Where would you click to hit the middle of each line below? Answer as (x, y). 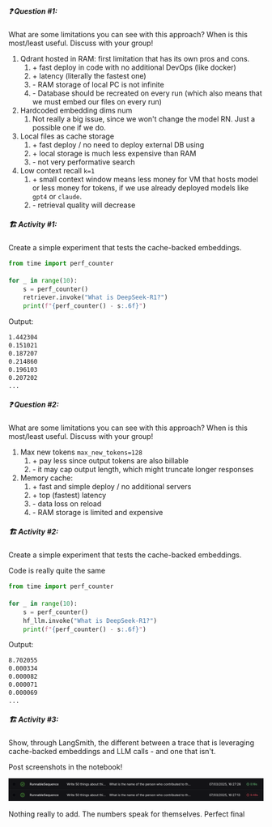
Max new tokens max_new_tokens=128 (81, 452)
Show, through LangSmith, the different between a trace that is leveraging (132, 743)
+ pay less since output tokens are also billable (110, 461)
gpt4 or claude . (57, 196)
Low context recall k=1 (57, 170)
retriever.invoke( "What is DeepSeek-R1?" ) (96, 298)
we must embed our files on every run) (97, 101)
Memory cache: (47, 478)
